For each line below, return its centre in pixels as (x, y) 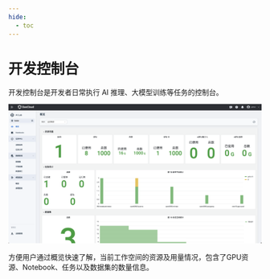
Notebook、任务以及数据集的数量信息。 (88, 267)
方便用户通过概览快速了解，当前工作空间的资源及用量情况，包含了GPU (125, 256)
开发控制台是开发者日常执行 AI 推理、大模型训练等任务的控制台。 (116, 92)
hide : (17, 17)
